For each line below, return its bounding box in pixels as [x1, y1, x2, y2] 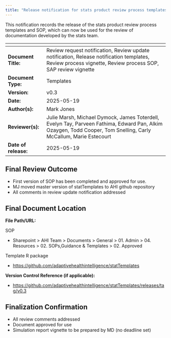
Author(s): [8, 105, 34, 112]
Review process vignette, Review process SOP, [46, 59, 159, 66]
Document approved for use [12, 322, 72, 328]
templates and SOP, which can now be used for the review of [5, 27, 134, 33]
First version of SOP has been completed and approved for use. [12, 178, 147, 184]
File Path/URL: [5, 218, 36, 224]
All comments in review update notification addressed [12, 189, 126, 196]
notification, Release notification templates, [46, 53, 150, 60]
